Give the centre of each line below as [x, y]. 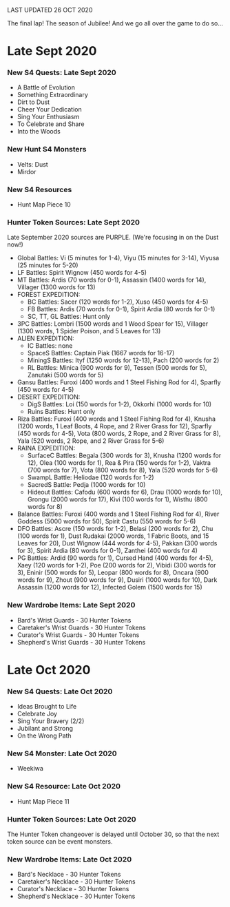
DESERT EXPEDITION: [49, 397]
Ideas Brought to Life [47, 707]
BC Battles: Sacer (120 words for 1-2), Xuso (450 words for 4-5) [118, 302]
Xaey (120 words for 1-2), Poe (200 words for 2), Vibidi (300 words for [116, 565]
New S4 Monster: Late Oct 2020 [62, 753]
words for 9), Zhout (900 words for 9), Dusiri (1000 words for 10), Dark [117, 580]
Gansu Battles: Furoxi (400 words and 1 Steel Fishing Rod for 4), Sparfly [119, 382]
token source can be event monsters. [60, 842]
